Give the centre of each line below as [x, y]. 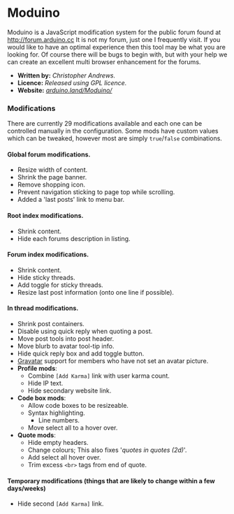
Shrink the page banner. [52, 177]
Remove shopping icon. [51, 185]
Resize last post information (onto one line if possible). [96, 292]
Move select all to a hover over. [73, 428]
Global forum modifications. [49, 154]
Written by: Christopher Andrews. [66, 75]
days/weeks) [27, 488]
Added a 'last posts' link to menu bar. [71, 200]
